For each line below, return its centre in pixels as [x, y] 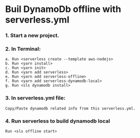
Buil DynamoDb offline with [63, 9]
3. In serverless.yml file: [35, 98]
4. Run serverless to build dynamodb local [58, 121]
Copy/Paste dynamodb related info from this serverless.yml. [71, 108]
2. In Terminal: [23, 49]
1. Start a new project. [32, 35]
